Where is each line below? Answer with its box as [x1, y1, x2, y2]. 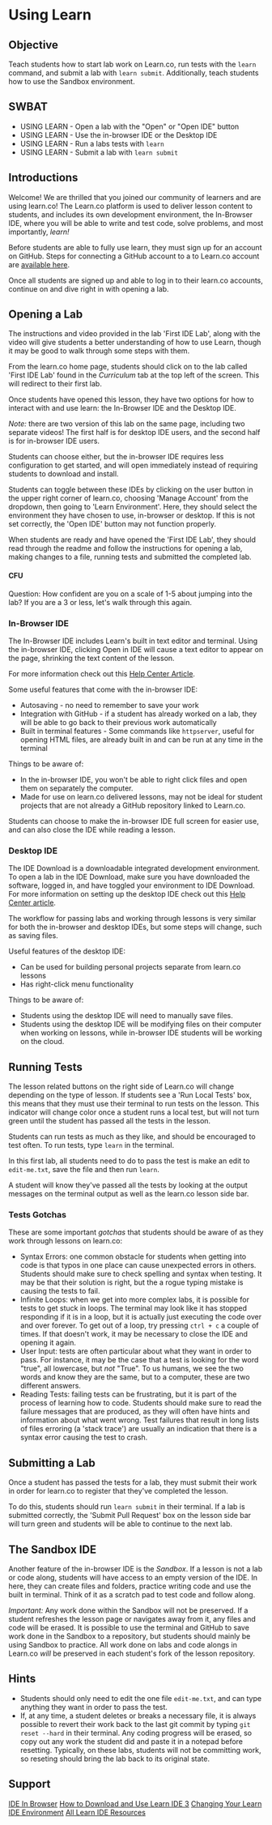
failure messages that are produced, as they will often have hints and [19, 1407, 251, 1417]
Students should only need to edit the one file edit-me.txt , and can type [19, 1693, 261, 1703]
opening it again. [19, 1338, 77, 1348]
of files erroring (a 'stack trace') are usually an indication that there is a [19, 1424, 257, 1434]
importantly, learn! [8, 227, 70, 237]
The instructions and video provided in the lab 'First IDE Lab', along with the [8, 329, 261, 339]
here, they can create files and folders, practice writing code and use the [8, 1581, 252, 1591]
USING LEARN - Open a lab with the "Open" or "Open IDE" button [19, 122, 240, 131]
